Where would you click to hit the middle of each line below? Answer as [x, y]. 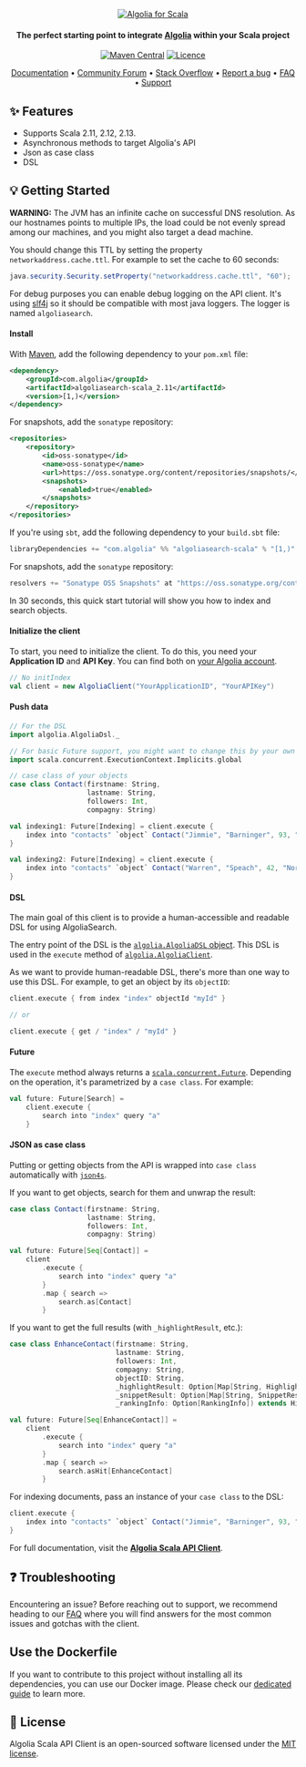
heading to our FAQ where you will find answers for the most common [140, 1614]
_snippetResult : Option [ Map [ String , [185, 1395]
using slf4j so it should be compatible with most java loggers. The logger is [150, 303]
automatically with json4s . [58, 1175]
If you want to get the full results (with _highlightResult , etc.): [126, 1328]
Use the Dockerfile [63, 1653]
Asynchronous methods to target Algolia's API [109, 143]
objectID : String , [150, 1378]
